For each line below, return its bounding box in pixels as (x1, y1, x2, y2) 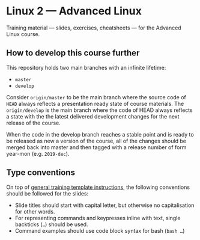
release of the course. (6, 119, 61, 126)
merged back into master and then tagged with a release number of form (6, 143, 187, 151)
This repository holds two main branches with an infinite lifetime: (6, 64, 166, 71)
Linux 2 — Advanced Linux (6, 4, 142, 18)
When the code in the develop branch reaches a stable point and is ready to (6, 131, 194, 138)
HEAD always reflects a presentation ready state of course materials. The (6, 100, 184, 107)
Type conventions (6, 167, 75, 178)
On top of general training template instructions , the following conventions (6, 183, 190, 191)
